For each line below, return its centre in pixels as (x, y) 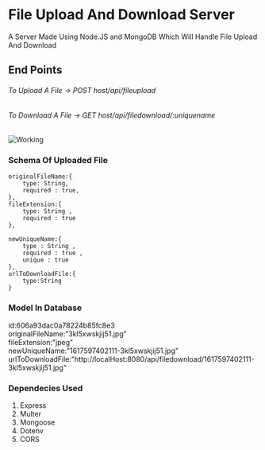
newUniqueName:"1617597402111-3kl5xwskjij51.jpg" (94, 351)
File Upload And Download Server (122, 15)
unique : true (46, 260)
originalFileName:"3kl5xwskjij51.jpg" (67, 334)
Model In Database (45, 308)
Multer (31, 414)
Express (33, 405)
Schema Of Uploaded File (58, 161)
